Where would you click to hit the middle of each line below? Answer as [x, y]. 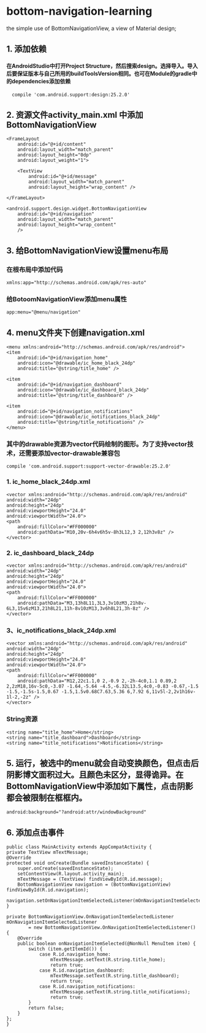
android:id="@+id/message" [63, 177]
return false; [46, 1008]
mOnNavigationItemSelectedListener [52, 922]
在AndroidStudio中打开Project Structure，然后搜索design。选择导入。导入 [102, 66]
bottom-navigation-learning [79, 11]
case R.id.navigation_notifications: [87, 987]
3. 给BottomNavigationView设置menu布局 [87, 251]
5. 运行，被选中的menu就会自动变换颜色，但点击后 [103, 763]
